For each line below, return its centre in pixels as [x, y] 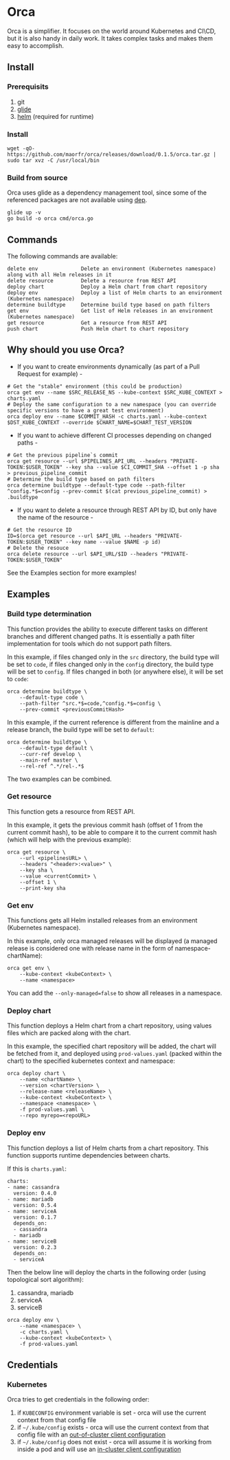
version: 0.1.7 [35, 1217]
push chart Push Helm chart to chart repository [98, 329]
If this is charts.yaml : [37, 1169]
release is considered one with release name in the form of [90, 949]
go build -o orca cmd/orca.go [50, 219]
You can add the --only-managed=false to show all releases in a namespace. [115, 993]
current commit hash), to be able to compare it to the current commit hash [112, 832]
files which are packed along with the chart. [69, 1033]
